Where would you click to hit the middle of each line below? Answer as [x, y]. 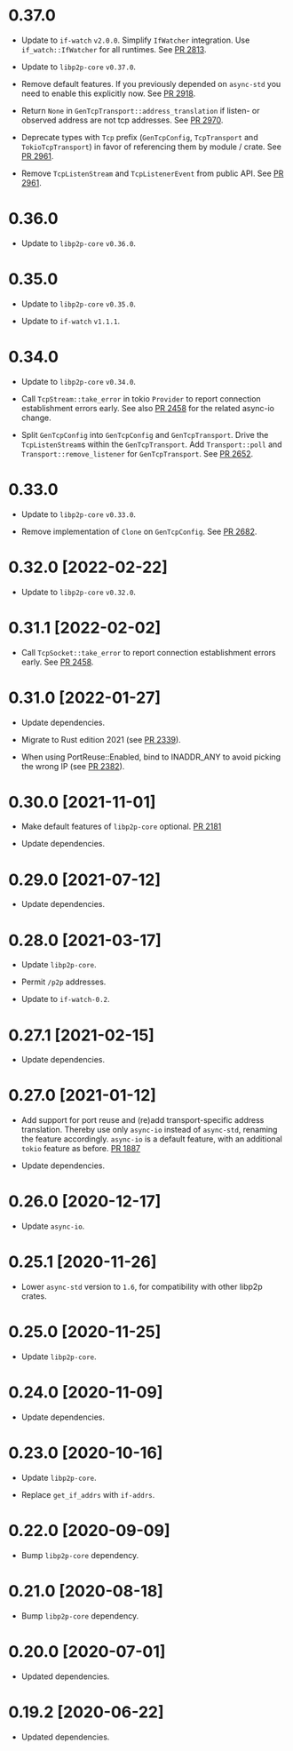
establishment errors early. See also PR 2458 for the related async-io [147, 408]
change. [36, 418]
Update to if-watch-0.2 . [65, 999]
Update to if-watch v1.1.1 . [71, 321]
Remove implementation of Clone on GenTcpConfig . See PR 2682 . [139, 531]
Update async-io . [53, 1226]
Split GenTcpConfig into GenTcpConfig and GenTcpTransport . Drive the [145, 434]
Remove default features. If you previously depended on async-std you [151, 84]
